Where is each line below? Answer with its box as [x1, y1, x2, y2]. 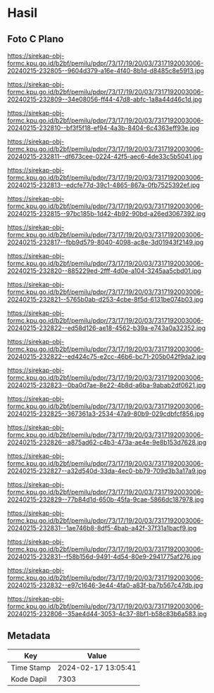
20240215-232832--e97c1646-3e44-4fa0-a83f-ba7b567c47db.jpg [7, 581, 203, 589]
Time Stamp [11, 663, 51, 673]
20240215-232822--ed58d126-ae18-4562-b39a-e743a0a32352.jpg [7, 324, 206, 332]
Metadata [7, 630, 51, 642]
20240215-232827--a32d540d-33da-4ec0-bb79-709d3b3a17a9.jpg [7, 466, 206, 475]
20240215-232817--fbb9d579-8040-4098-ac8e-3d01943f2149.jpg [7, 238, 204, 246]
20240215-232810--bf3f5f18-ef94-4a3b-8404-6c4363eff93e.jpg [7, 124, 199, 132]
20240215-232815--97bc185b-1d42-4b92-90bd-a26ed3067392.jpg [7, 210, 206, 217]
